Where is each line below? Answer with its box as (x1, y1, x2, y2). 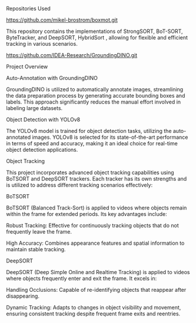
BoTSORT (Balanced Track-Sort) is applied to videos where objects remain (6, 204, 187, 211)
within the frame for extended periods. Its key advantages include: (6, 211, 167, 217)
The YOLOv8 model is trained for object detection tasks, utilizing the (6, 128, 172, 134)
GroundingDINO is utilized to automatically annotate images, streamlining (6, 86, 184, 93)
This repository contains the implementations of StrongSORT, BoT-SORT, (6, 28, 183, 35)
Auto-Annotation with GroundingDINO (6, 75, 98, 81)
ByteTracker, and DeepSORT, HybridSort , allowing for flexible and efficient (6, 34, 188, 41)
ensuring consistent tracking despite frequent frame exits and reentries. (6, 310, 181, 317)
